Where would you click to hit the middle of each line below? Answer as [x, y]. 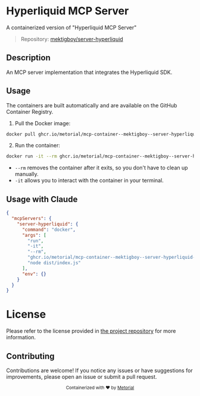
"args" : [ [34, 235]
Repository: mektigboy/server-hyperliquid [72, 39]
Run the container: [37, 146]
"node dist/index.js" [54, 263]
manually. [26, 174]
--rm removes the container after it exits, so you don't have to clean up [101, 168]
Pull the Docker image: [43, 123]
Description [28, 58]
